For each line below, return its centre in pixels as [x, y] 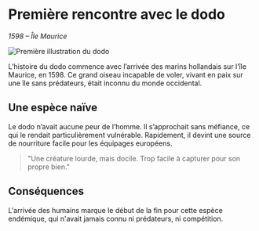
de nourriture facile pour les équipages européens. [90, 143]
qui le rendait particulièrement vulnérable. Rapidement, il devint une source [129, 135]
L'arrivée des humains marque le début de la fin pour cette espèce [116, 210]
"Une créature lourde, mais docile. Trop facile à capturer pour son [134, 158]
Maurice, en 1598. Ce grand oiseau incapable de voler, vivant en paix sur [126, 74]
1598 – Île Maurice [38, 36]
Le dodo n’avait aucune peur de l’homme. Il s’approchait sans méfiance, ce [129, 126]
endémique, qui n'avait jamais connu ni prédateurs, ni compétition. [116, 218]
